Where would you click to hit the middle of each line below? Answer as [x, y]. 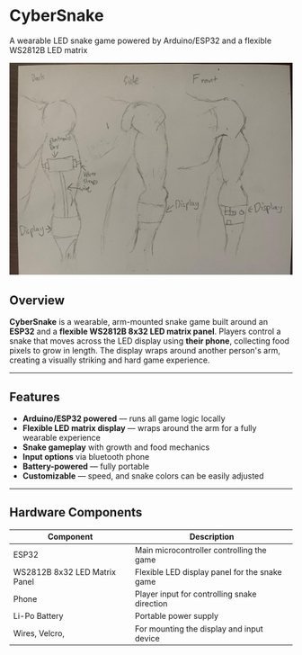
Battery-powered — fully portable [86, 467]
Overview [37, 300]
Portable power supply [176, 616]
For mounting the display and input [199, 628]
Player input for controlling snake [195, 594]
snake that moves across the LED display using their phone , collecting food [150, 341]
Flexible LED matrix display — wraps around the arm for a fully [139, 428]
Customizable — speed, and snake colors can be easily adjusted [143, 476]
